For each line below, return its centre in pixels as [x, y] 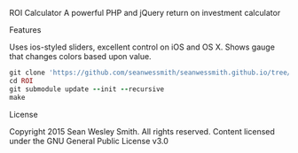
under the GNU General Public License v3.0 [89, 141]
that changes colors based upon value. [81, 56]
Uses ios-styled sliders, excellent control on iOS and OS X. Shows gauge [142, 47]
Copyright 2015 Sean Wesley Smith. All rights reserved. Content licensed [142, 131]
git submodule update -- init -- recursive [87, 89]
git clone [27, 73]
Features [25, 30]
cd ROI [21, 80]
